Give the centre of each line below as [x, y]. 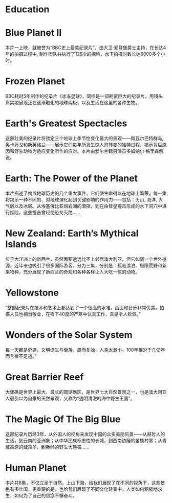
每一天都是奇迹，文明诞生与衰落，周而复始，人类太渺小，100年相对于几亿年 [85, 350]
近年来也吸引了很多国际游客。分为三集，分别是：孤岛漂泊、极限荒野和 [88, 265]
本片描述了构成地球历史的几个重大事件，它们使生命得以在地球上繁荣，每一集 [86, 193]
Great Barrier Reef [45, 377]
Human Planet [36, 467]
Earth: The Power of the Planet [72, 179]
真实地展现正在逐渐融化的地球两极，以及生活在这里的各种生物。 [72, 103]
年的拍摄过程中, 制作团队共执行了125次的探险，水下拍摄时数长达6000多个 [83, 54]
